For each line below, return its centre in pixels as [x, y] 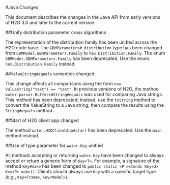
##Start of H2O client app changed [42, 120]
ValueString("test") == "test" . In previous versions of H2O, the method [82, 89]
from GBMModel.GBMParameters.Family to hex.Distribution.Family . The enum [85, 53]
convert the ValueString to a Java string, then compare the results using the [85, 105]
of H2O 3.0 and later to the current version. [50, 23]
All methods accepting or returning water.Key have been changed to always [85, 155]
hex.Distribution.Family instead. [40, 64]
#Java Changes [22, 7]
